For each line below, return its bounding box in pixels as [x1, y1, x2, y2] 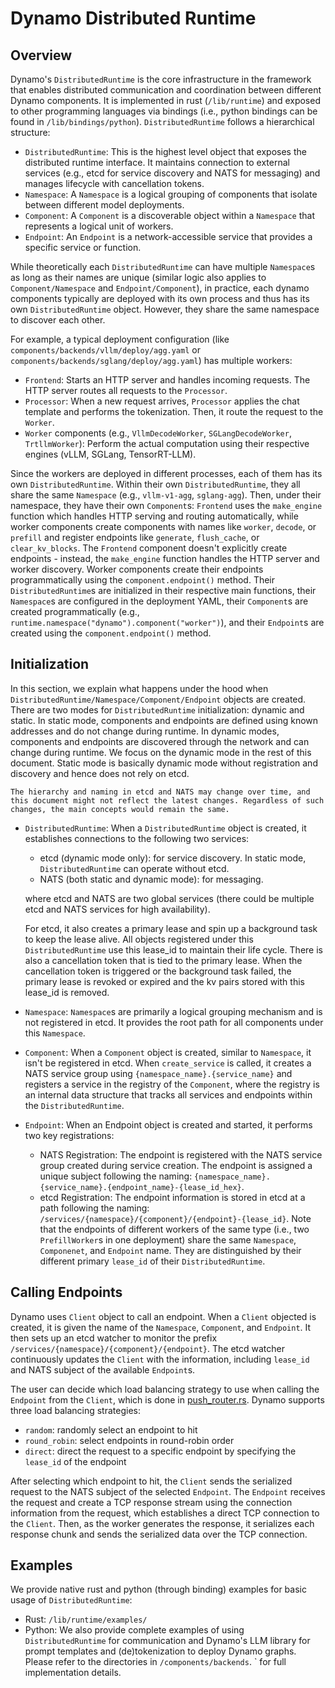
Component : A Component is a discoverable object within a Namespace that [24, 210, 315, 221]
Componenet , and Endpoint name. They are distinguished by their [39, 1244, 302, 1256]
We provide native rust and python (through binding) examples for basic [10, 1583, 307, 1596]
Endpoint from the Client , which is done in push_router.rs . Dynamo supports [10, 1393, 325, 1406]
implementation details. [24, 1667, 122, 1679]
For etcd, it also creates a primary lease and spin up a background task [24, 922, 318, 934]
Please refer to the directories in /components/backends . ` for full [24, 1656, 287, 1668]
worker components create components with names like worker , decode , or [10, 521, 317, 532]
